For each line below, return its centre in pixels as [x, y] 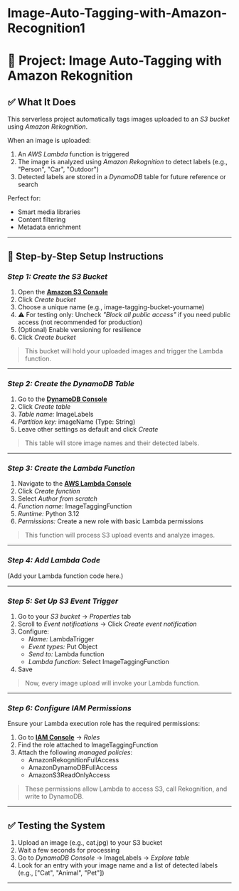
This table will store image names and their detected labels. [112, 443]
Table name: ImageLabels [55, 415]
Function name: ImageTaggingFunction [75, 506]
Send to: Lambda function [66, 654]
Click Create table [44, 407]
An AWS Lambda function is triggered [73, 154]
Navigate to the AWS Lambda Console [74, 484]
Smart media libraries [49, 212]
